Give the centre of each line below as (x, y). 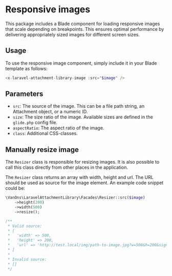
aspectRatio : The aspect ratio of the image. (58, 128)
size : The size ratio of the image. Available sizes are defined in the (83, 117)
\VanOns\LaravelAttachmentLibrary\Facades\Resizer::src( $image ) (75, 198)
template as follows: (26, 68)
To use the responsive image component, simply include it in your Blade (81, 63)
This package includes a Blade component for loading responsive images (83, 24)
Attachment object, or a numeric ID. (50, 112)
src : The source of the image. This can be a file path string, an (79, 106)
